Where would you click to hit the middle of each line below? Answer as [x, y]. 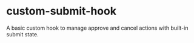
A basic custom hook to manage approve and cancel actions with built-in [97, 28]
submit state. [22, 34]
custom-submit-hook [62, 11]
